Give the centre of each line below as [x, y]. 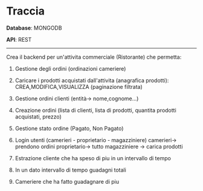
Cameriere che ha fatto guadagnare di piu [67, 181]
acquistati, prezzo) [38, 117]
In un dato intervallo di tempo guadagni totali [71, 170]
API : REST [19, 39]
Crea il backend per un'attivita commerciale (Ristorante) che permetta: [94, 57]
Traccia [26, 11]
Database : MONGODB [34, 28]
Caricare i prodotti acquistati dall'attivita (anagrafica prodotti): [92, 80]
